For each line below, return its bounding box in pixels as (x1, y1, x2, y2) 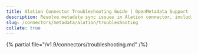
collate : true (6, 25, 41, 31)
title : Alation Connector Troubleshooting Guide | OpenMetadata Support (6, 8, 189, 15)
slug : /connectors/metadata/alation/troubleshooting (6, 19, 138, 25)
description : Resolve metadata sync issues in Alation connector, (6, 14, 173, 20)
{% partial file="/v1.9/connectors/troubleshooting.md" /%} (6, 41, 148, 48)
